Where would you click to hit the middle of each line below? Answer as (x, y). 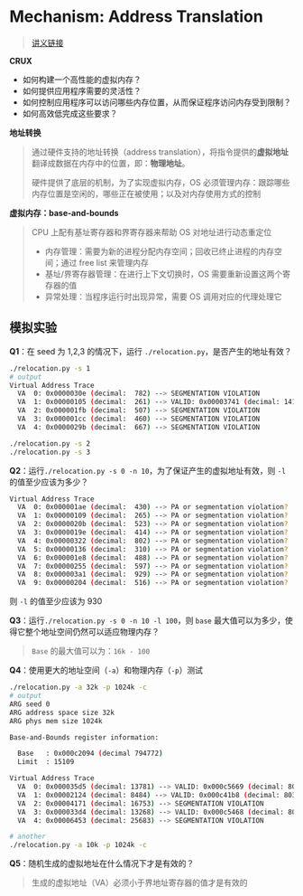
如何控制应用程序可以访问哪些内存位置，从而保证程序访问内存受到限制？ (156, 102)
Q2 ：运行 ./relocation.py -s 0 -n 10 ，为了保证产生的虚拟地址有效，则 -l (148, 470)
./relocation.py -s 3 (50, 452)
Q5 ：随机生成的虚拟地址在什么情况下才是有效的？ (102, 863)
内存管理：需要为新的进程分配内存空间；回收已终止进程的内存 (160, 251)
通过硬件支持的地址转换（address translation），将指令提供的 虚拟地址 (160, 152)
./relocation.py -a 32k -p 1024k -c (78, 688)
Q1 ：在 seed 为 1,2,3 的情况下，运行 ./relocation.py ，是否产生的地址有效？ (151, 351)
